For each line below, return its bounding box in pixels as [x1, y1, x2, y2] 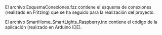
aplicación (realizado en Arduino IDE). [5, 24, 82, 30]
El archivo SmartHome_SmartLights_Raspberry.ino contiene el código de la [5, 19, 158, 25]
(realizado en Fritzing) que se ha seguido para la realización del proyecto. [5, 9, 155, 15]
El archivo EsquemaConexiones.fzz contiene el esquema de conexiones [5, 4, 152, 10]
